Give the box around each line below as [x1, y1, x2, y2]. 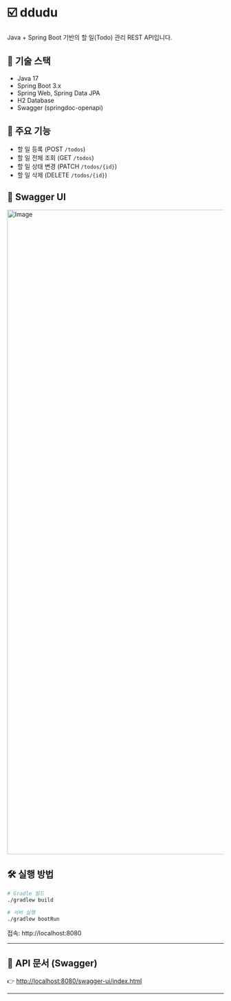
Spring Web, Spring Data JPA [16, 88, 100, 97]
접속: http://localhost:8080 [7, 929, 82, 937]
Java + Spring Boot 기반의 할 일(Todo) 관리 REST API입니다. [7, 33, 173, 41]
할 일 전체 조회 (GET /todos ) [16, 153, 94, 162]
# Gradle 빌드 [7, 891, 45, 897]
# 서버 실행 [7, 908, 36, 916]
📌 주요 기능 [7, 125, 52, 137]
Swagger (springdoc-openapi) [16, 104, 104, 112]
